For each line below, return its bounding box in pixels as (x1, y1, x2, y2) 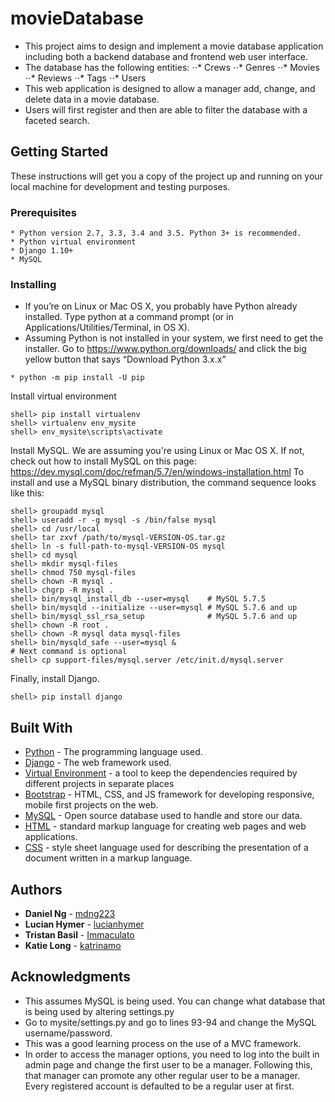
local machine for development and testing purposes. (10, 180, 231, 192)
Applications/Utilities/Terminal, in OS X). (24, 322, 190, 334)
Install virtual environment (10, 390, 117, 402)
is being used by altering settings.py (24, 1005, 175, 1017)
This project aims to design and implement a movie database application (24, 40, 324, 52)
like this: (10, 487, 45, 499)
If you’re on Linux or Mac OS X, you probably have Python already (24, 300, 298, 312)
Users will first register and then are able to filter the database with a (24, 103, 308, 116)
